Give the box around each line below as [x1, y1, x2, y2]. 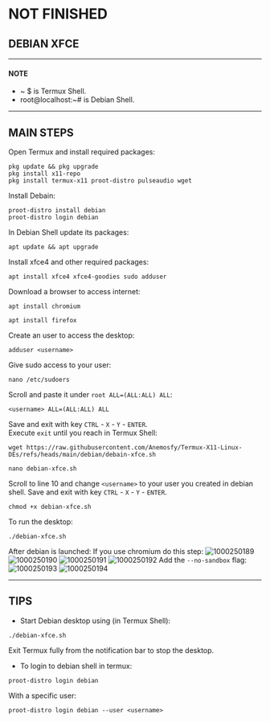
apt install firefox [8, 317, 78, 325]
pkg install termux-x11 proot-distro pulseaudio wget [8, 177, 193, 185]
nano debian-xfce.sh [8, 465, 78, 473]
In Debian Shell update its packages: [8, 228, 129, 237]
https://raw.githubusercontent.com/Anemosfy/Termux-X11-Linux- [26, 444, 243, 452]
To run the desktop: [8, 517, 74, 527]
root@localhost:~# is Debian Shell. [19, 95, 135, 105]
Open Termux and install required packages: [8, 147, 155, 157]
